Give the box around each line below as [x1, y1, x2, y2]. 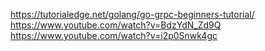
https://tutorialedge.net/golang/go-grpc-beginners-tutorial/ [10, 9, 255, 20]
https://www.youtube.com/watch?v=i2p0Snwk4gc [10, 30, 218, 41]
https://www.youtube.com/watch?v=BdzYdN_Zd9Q [10, 19, 222, 31]
